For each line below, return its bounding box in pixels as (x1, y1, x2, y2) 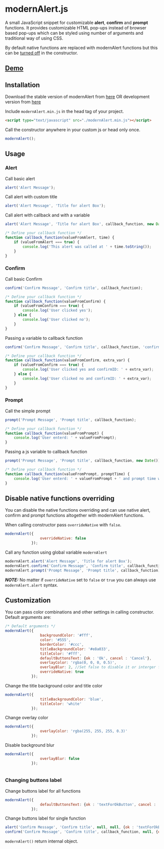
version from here (5, 99, 41, 105)
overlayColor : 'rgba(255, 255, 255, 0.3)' (40, 729, 128, 734)
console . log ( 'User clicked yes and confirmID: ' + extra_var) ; (22, 367, 154, 372)
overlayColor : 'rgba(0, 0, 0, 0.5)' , (40, 660, 117, 665)
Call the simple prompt (5, 408, 51, 414)
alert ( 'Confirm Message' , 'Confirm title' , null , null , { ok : (5, 825, 134, 830)
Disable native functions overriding (5, 494, 115, 502)
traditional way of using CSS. (5, 35, 63, 41)
